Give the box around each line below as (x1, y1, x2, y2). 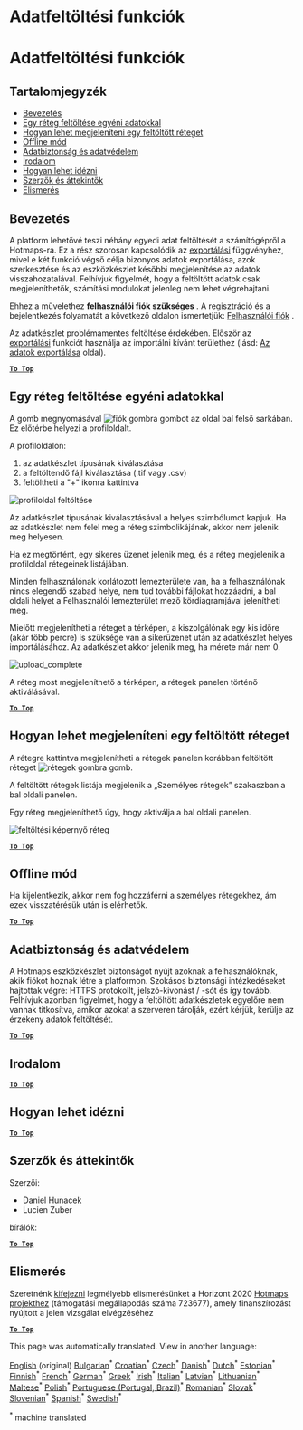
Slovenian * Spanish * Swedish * (9, 1391, 122, 1404)
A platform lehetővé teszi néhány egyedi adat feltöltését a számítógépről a (9, 235, 287, 245)
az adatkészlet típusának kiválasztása (22, 457, 164, 468)
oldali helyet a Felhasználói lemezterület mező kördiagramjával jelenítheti (9, 595, 280, 605)
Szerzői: (9, 1177, 41, 1187)
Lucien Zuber (22, 1204, 72, 1215)
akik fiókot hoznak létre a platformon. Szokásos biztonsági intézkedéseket (9, 976, 286, 987)
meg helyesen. (9, 531, 65, 542)
